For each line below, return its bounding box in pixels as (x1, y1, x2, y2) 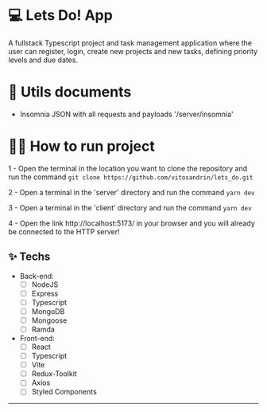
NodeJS (31, 280, 59, 289)
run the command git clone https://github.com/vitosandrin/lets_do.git (8, 172, 253, 182)
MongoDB (31, 306, 65, 316)
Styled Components (31, 387, 97, 397)
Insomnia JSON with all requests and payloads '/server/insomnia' (19, 109, 234, 119)
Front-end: (19, 334, 56, 343)
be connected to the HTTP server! (8, 226, 121, 236)
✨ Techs (8, 250, 51, 264)
